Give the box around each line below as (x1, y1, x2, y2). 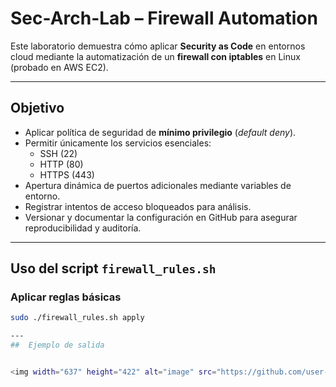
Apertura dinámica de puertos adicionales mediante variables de (24, 179, 292, 191)
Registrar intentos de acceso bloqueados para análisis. (24, 200, 252, 212)
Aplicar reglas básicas (10, 290, 122, 304)
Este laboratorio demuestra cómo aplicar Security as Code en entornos (10, 40, 306, 52)
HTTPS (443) (39, 168, 95, 181)
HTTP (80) (39, 158, 84, 170)
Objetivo (10, 100, 65, 117)
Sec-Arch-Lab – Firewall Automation (10, 7, 318, 30)
